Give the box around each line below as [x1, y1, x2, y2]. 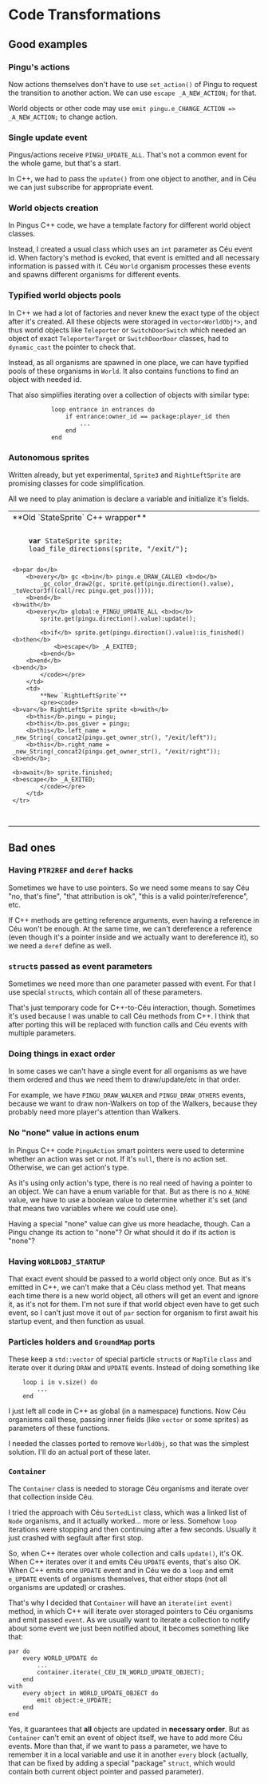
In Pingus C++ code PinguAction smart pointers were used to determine [8, 1145, 245, 1155]
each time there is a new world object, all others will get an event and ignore [8, 1291, 259, 1301]
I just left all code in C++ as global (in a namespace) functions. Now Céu [8, 1406, 246, 1416]
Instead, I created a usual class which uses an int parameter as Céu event [8, 244, 253, 254]
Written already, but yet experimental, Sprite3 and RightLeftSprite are [8, 470, 242, 480]
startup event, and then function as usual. [8, 1317, 145, 1326]
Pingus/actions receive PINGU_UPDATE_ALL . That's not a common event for [8, 150, 248, 160]
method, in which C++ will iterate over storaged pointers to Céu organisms [8, 1606, 254, 1615]
